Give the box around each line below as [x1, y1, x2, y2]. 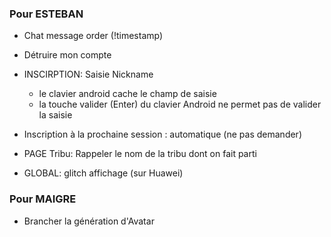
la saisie [38, 109, 73, 121]
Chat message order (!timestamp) [23, 30, 164, 42]
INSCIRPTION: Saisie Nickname [23, 68, 154, 81]
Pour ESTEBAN [9, 7, 84, 21]
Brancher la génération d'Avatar [23, 215, 155, 227]
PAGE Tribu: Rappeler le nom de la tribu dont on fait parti [23, 148, 257, 160]
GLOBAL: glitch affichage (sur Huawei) [23, 167, 184, 179]
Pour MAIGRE [9, 192, 77, 206]
